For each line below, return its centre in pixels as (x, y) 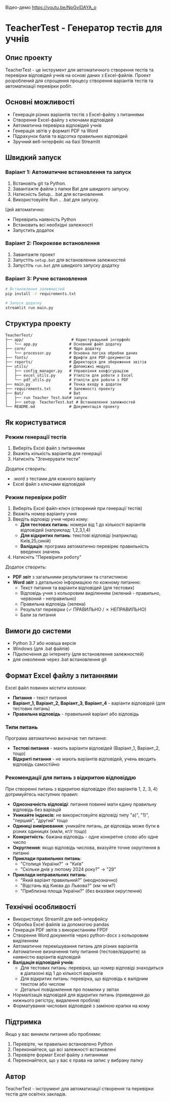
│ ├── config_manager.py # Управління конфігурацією (67, 371)
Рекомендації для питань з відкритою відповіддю (71, 778)
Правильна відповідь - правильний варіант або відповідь (76, 714)
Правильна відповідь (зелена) (53, 604)
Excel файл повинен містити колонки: (46, 688)
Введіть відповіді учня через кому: (51, 519)
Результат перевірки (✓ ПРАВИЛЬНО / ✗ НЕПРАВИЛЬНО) (83, 610)
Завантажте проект (34, 254)
